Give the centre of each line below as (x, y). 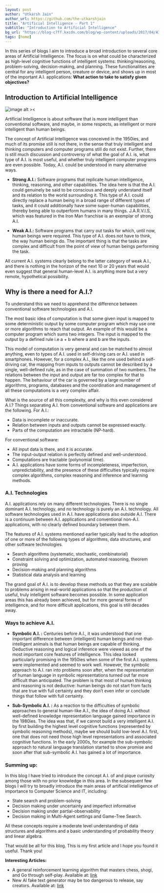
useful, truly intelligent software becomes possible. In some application (77, 594)
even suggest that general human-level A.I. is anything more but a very (76, 271)
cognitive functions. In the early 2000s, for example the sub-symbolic (82, 742)
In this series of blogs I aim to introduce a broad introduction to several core (81, 51)
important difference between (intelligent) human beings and (73, 639)
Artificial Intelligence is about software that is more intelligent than (72, 119)
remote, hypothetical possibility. (37, 276)
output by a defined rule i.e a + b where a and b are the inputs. (68, 339)
